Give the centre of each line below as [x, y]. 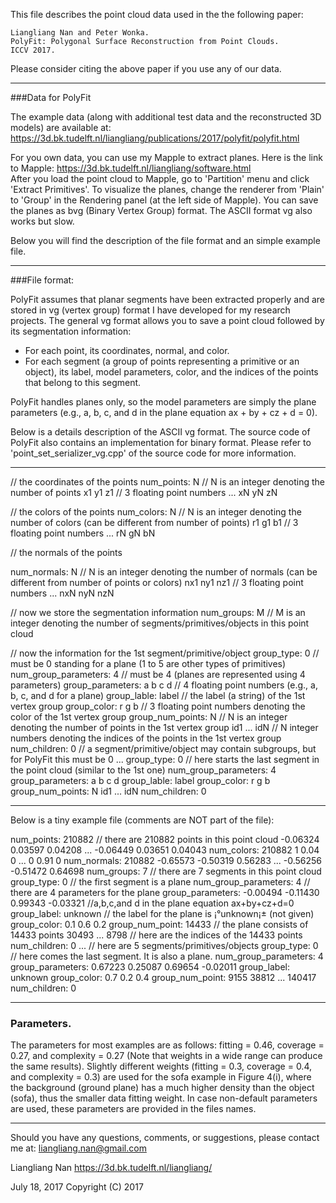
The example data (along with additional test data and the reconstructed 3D [166, 117]
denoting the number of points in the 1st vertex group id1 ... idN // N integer [164, 727]
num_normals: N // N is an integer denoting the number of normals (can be [164, 572]
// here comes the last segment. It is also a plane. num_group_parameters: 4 [167, 956]
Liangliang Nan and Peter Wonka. [80, 33]
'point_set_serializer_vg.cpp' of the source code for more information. [153, 453]
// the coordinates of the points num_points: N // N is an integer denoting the [168, 482]
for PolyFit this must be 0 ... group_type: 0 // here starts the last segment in [165, 759]
